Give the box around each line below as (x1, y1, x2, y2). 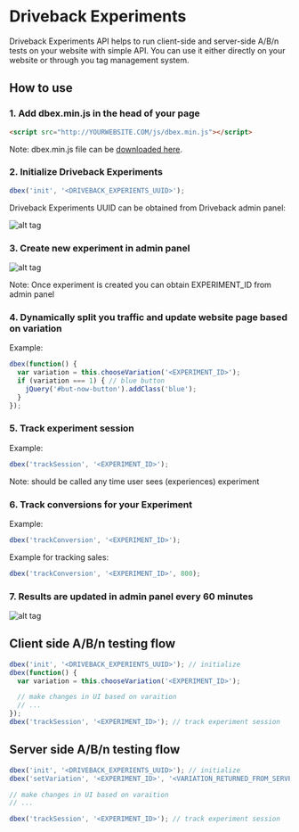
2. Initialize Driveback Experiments (9, 166, 163, 178)
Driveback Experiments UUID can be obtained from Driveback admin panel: (9, 202, 287, 213)
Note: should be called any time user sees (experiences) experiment (9, 475, 260, 487)
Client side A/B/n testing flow (9, 636, 176, 652)
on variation (9, 322, 62, 334)
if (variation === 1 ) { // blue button (17, 376, 166, 385)
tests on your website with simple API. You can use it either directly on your (9, 45, 287, 55)
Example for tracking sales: (9, 551, 109, 563)
